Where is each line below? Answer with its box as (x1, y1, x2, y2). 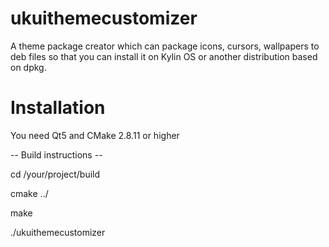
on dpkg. (10, 61, 47, 73)
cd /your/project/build (10, 168, 101, 180)
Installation (10, 97, 106, 119)
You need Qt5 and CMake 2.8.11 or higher (10, 129, 180, 141)
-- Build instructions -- (10, 148, 103, 161)
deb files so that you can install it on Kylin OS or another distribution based (10, 50, 318, 62)
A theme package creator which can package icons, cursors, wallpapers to (10, 40, 320, 52)
